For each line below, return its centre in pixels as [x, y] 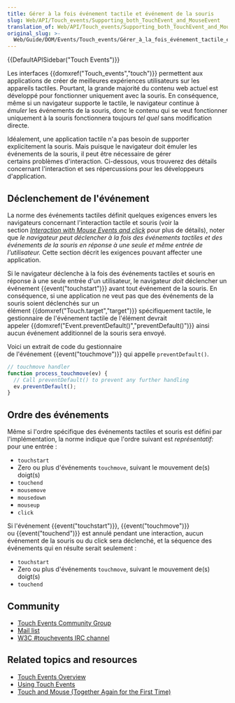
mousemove [32, 491]
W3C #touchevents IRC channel [63, 638]
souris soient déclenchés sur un [54, 303]
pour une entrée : [32, 446]
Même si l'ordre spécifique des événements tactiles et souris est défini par [115, 432]
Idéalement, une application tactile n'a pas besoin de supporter [98, 139]
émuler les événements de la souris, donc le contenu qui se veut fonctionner [117, 111]
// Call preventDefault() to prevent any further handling [101, 380]
